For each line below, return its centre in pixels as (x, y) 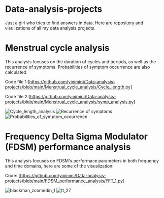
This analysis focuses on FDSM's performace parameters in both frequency (82, 160)
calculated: (16, 72)
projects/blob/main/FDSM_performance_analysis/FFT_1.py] (65, 181)
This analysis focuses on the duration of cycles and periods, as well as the (81, 61)
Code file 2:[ (18, 96)
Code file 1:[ (17, 81)
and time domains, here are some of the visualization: (60, 166)
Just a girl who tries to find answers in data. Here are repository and (74, 23)
